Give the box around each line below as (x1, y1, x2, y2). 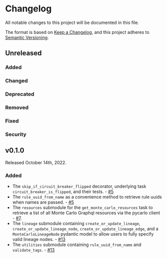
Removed (5, 104, 29, 111)
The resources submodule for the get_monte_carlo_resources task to (12, 204, 153, 210)
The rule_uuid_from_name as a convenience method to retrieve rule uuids (12, 194, 162, 200)
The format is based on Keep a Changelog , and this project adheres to (5, 29, 150, 35)
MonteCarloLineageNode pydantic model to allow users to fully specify (12, 231, 154, 237)
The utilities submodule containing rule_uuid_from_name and (12, 242, 142, 248)
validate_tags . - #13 (12, 247, 55, 253)
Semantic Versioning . (5, 34, 49, 40)
